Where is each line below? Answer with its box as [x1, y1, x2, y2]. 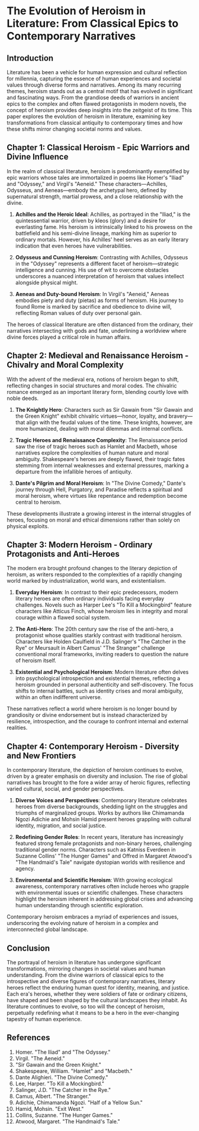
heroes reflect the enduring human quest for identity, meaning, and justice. [7, 984, 190, 992]
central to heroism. [15, 498, 62, 506]
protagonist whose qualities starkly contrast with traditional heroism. [15, 632, 183, 639]
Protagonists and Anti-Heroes [7, 549, 120, 559]
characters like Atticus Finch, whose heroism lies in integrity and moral [15, 608, 188, 615]
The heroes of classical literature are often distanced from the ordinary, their [7, 320, 193, 328]
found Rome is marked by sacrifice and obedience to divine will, [15, 303, 172, 310]
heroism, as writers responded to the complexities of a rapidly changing [7, 571, 182, 578]
